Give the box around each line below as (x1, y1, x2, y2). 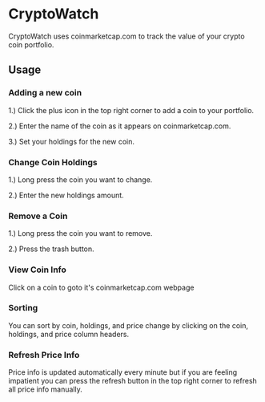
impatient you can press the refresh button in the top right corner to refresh (8, 376, 258, 386)
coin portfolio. (8, 39, 54, 49)
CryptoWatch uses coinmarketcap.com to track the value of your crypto (8, 31, 246, 41)
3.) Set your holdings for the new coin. (8, 136, 135, 146)
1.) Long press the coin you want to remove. (8, 229, 153, 238)
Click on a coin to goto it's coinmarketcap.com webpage (8, 282, 195, 292)
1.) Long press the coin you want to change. (8, 174, 153, 185)
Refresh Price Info (8, 349, 80, 360)
